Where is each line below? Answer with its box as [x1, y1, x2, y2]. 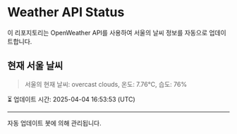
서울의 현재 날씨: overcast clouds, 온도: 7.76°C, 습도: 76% [24, 80, 188, 88]
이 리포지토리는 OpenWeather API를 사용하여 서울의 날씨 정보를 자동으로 [7, 28, 208, 37]
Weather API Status [7, 4, 125, 20]
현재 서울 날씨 [7, 60, 63, 72]
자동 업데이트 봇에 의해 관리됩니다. [7, 118, 102, 127]
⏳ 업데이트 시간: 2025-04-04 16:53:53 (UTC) [7, 95, 135, 103]
